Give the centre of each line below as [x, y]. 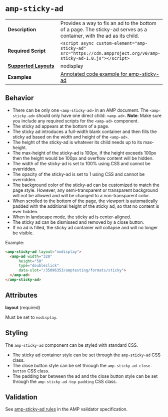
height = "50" [31, 261]
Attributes [21, 295]
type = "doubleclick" [38, 266]
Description [22, 29]
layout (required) [23, 307]
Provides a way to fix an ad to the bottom [108, 23]
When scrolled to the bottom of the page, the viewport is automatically [85, 201]
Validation [21, 397]
